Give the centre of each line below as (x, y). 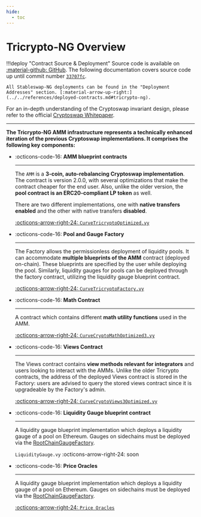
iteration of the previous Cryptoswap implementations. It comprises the (97, 139)
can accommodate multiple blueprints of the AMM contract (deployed (102, 258)
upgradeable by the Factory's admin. (60, 389)
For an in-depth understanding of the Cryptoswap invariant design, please (98, 109)
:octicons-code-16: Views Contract (59, 347)
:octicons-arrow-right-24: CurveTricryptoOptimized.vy (82, 223)
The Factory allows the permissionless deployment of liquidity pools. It (102, 252)
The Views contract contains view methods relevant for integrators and (104, 364)
